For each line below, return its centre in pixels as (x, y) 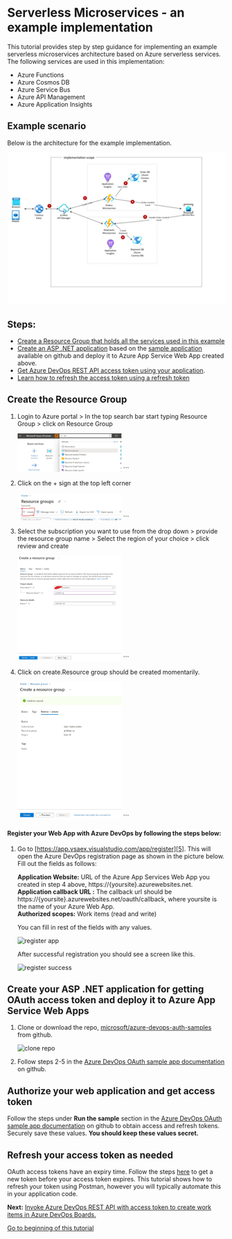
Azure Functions (41, 75)
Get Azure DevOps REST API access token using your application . (111, 370)
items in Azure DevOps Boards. (52, 1214)
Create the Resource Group (67, 400)
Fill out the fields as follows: (57, 863)
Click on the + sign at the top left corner (74, 483)
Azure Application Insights (55, 104)
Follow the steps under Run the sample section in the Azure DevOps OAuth (115, 1118)
